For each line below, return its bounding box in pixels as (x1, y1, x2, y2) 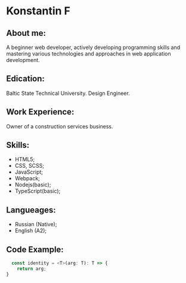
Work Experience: (6, 107, 75, 117)
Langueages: (6, 205, 56, 215)
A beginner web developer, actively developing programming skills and (6, 44, 181, 51)
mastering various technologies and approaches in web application (6, 50, 171, 57)
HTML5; (14, 156, 35, 163)
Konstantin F (6, 4, 70, 18)
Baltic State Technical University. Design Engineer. (6, 90, 130, 97)
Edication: (6, 73, 45, 84)
